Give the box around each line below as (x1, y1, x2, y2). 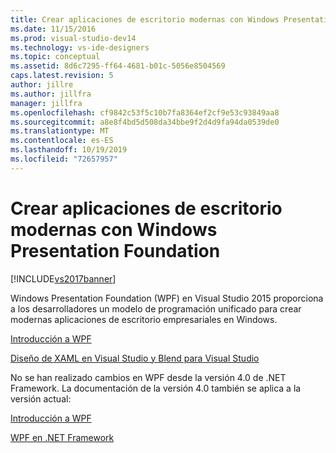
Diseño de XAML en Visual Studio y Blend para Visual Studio (10, 352, 260, 364)
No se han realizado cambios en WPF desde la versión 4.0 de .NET (10, 371, 287, 383)
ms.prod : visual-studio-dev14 (10, 33, 137, 43)
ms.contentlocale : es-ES (10, 136, 114, 146)
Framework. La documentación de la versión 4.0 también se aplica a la (10, 382, 302, 394)
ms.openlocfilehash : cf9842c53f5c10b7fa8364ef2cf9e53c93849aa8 (10, 107, 280, 118)
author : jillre (10, 80, 74, 90)
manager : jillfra (10, 98, 83, 108)
